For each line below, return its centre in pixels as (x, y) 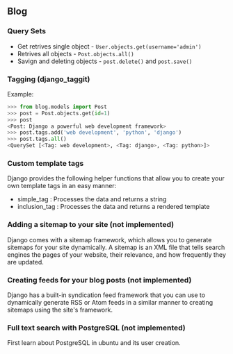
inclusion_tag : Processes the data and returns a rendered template (113, 207)
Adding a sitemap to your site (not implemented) (91, 225)
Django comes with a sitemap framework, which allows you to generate (110, 239)
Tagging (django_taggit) (49, 79)
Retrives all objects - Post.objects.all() (75, 53)
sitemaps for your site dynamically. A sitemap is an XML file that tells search (116, 247)
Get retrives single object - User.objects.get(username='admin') (109, 46)
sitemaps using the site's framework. (60, 310)
